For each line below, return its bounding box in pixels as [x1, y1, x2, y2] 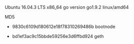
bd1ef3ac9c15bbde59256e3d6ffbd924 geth [12, 33, 104, 39]
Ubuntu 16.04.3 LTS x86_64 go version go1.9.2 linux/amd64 [5, 4, 129, 10]
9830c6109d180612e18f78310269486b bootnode [12, 23, 116, 29]
